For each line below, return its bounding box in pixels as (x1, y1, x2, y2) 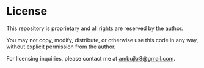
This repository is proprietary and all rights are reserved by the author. (6, 25, 183, 32)
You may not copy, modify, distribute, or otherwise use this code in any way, (6, 36, 199, 43)
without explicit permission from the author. (6, 43, 116, 50)
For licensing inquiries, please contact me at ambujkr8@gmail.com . (6, 55, 176, 62)
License (6, 4, 48, 18)
